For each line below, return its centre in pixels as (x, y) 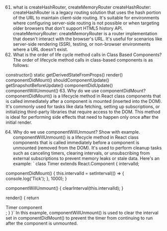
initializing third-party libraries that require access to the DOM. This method (83, 112)
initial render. (19, 122)
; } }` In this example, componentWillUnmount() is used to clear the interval (82, 213)
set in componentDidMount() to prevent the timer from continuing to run (79, 218)
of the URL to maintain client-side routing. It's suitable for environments (86, 18)
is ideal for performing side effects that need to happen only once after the (82, 117)
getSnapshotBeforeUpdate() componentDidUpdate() (59, 85)
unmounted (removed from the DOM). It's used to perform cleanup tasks (87, 148)
